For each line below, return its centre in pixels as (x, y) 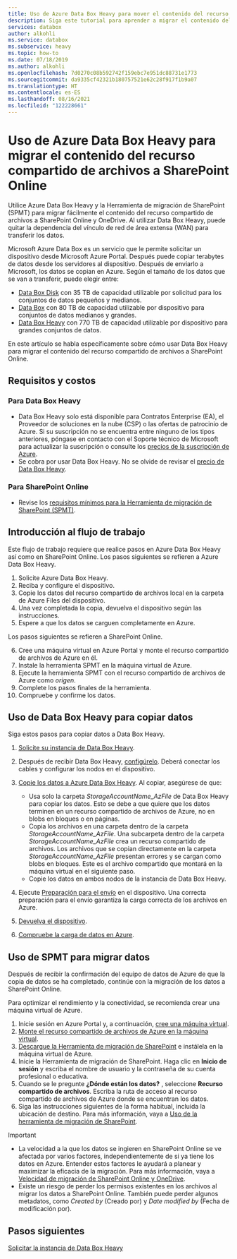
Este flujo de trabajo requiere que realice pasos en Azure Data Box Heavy (114, 549)
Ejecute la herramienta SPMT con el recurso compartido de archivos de (122, 673)
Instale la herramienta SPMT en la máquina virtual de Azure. (105, 665)
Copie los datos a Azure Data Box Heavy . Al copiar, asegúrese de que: (120, 783)
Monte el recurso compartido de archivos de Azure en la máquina (113, 1032)
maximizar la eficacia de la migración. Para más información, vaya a (116, 1171)
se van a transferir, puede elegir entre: (63, 279)
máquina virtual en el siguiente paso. (82, 872)
